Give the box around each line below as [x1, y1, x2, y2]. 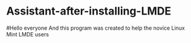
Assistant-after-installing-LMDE [6, 4, 172, 18]
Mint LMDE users [6, 30, 50, 38]
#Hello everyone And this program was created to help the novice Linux [6, 24, 186, 31]
